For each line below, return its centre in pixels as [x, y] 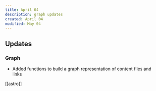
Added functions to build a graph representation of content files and [82, 69]
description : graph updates [34, 14]
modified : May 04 [23, 24]
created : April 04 [24, 19]
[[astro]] [14, 84]
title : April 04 [22, 10]
